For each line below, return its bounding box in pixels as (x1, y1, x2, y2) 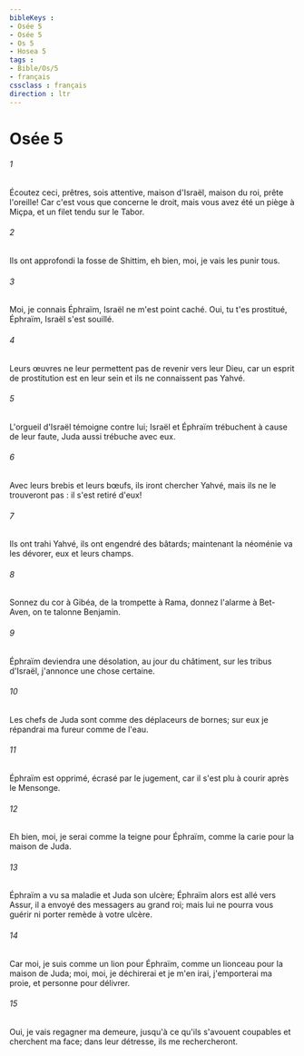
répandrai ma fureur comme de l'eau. (9, 724, 149, 735)
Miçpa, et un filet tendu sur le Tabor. (9, 206, 145, 217)
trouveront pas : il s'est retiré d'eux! (9, 489, 142, 500)
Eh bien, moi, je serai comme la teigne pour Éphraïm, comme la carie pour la (9, 832, 295, 843)
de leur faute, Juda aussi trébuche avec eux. (9, 430, 176, 441)
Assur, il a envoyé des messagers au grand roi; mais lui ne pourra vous (9, 900, 274, 911)
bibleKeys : (9, 13, 54, 23)
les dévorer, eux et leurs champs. (9, 548, 134, 559)
